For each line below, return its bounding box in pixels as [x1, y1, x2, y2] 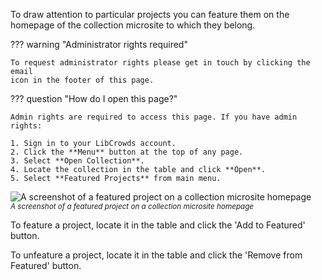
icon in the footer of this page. [10, 75, 155, 85]
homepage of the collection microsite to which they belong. [10, 19, 256, 31]
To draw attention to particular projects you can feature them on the [10, 9, 290, 20]
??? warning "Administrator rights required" [10, 39, 188, 50]
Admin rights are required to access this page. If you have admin [10, 112, 298, 122]
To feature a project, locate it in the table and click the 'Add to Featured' [10, 219, 306, 231]
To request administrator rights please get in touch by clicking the [10, 58, 311, 68]
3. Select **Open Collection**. [10, 156, 145, 166]
